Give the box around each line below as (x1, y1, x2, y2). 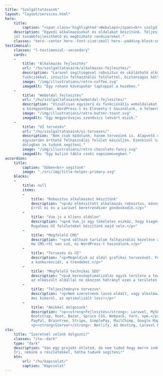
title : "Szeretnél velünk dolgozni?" (14, 332, 90, 337)
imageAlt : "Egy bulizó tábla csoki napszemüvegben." (22, 151, 131, 156)
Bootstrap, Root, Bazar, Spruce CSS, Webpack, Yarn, (31, 314, 140, 319)
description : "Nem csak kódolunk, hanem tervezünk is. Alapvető (22, 133, 155, 138)
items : (22, 187, 36, 192)
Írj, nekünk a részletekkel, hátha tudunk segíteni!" (14, 350, 125, 355)
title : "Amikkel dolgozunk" (31, 305, 88, 310)
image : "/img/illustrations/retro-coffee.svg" (22, 79, 118, 84)
